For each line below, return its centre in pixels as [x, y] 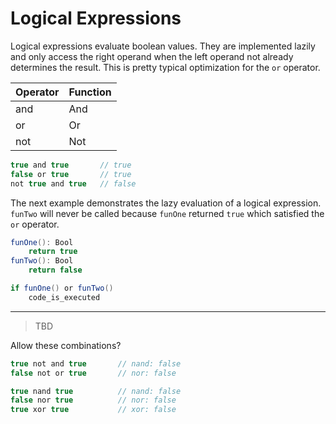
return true [53, 252]
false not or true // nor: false [93, 373]
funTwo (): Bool [42, 261]
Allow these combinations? [66, 345]
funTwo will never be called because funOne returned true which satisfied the [167, 213]
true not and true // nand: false [96, 363]
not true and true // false [73, 183]
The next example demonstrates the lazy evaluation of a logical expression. [166, 203]
